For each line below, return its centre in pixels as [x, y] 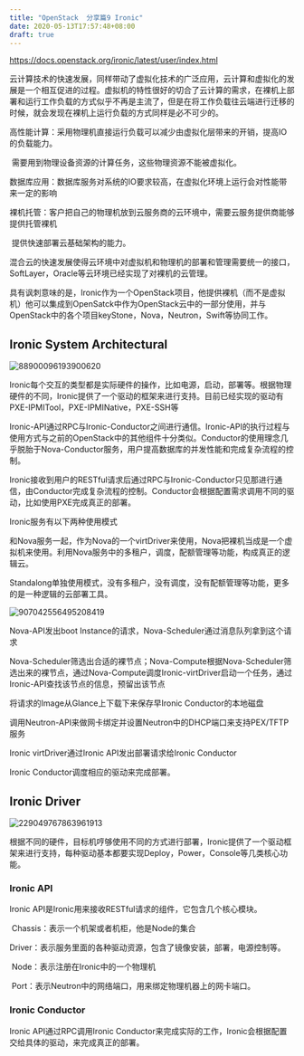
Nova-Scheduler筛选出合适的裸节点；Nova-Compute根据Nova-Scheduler [147, 661]
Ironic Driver [45, 801]
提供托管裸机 [33, 224]
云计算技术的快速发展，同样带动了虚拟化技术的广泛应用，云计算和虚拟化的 [148, 79]
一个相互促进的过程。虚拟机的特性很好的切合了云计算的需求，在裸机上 [156, 90]
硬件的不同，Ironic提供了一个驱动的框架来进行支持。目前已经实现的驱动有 [147, 396]
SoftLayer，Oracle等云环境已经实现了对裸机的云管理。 [111, 273]
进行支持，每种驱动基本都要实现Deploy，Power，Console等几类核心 [152, 853]
